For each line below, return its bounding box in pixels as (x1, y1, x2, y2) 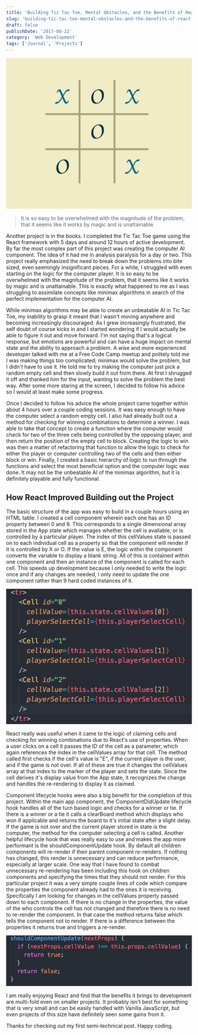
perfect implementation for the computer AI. (6, 296, 113, 303)
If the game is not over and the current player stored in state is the (6, 823, 167, 830)
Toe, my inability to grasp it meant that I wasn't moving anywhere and (6, 313, 175, 320)
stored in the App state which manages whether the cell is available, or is (6, 527, 184, 534)
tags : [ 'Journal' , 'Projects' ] (6, 41, 83, 47)
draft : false (6, 22, 38, 28)
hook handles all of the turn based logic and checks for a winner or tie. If (6, 804, 183, 811)
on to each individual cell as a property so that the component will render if (6, 540, 189, 547)
